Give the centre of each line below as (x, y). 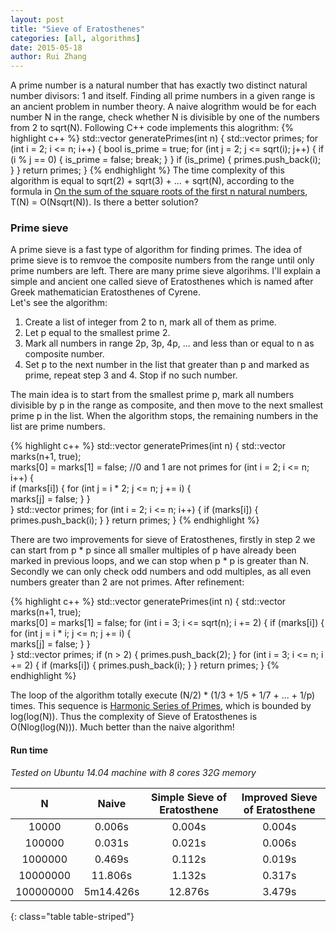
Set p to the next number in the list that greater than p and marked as (167, 365)
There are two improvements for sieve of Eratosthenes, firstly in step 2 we (163, 540)
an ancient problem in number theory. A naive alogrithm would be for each (163, 107)
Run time (29, 750)
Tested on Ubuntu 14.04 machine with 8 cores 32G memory (133, 772)
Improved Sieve (279, 797)
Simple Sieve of (189, 797)
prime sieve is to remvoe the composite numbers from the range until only (162, 260)
